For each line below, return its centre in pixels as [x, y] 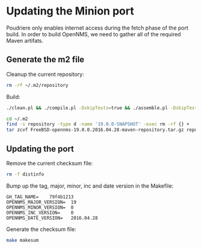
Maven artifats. [25, 40]
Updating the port [40, 149]
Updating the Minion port [70, 11]
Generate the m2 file [45, 59]
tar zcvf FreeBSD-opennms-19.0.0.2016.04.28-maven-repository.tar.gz [95, 130]
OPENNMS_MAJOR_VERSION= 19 [41, 202]
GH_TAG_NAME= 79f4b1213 [40, 197]
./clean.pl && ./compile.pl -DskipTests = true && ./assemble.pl [87, 108]
